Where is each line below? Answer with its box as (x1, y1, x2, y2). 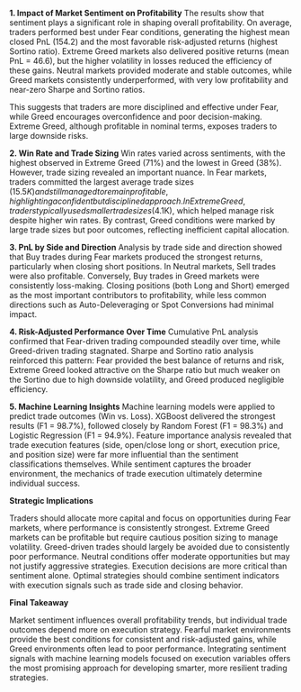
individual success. (9, 478, 81, 488)
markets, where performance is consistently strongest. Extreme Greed (9, 523, 270, 533)
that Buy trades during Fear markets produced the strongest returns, (9, 251, 263, 262)
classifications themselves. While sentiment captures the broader (9, 459, 252, 469)
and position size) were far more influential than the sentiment (9, 450, 239, 460)
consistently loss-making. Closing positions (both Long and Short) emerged (9, 280, 290, 291)
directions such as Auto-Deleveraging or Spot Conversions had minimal (9, 299, 274, 310)
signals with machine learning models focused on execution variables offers (9, 653, 291, 663)
